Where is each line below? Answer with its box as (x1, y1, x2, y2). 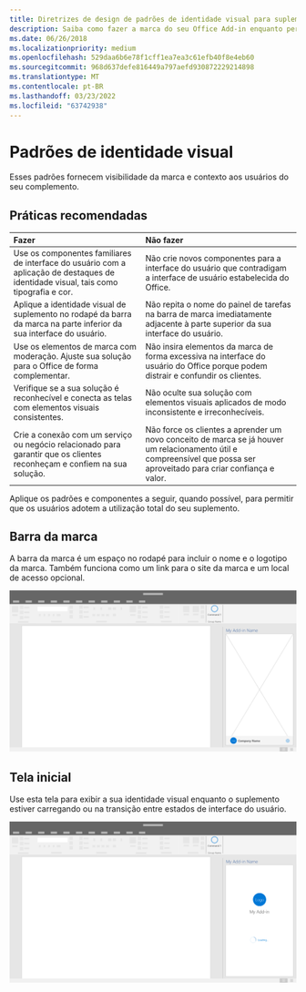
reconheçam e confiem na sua (13, 458, 127, 469)
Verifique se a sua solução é (13, 383, 120, 394)
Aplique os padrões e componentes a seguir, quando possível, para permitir (9, 493, 294, 504)
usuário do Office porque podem (145, 360, 268, 371)
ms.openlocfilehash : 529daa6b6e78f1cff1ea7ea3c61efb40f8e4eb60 (9, 53, 255, 63)
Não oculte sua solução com (145, 387, 252, 398)
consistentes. (13, 411, 64, 423)
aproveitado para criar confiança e (145, 463, 275, 474)
